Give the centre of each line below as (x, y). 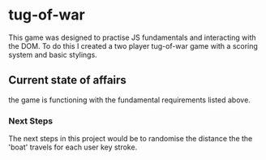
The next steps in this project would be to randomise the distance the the (131, 139)
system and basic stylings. (53, 54)
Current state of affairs (68, 80)
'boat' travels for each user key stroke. (73, 147)
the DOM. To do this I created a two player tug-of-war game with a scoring (133, 45)
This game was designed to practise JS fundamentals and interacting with (132, 37)
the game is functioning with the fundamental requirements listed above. (130, 100)
